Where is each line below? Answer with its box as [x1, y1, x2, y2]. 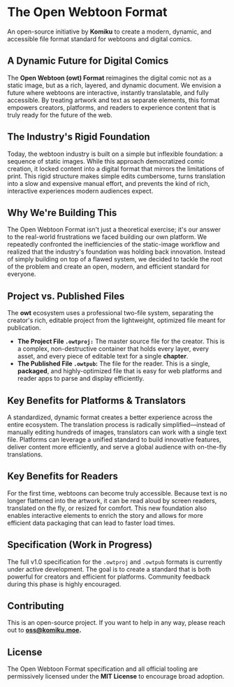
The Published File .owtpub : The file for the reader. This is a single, [17, 359, 210, 368]
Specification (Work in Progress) [7, 539, 152, 551]
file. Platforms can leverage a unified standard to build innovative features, [7, 435, 221, 444]
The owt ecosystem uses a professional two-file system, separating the [7, 309, 214, 317]
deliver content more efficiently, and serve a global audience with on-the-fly [7, 443, 227, 451]
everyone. [7, 270, 36, 278]
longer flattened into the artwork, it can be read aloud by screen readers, [7, 496, 217, 505]
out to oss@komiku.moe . [7, 626, 82, 635]
